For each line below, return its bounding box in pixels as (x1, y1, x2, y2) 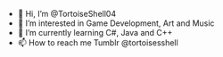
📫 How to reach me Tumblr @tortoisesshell (17, 37, 178, 48)
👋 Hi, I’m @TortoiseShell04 (17, 9, 117, 19)
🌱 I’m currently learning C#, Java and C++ (17, 28, 173, 37)
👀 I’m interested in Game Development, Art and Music (17, 18, 215, 28)
